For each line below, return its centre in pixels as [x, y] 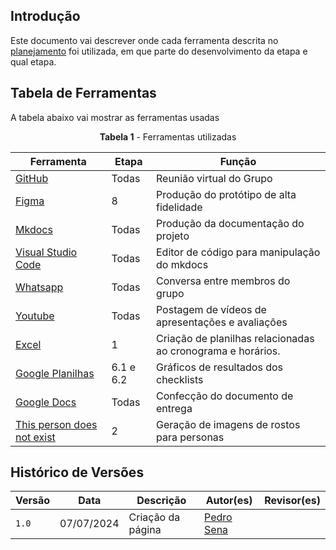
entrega [174, 408]
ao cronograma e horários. [218, 351]
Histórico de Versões [77, 472]
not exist [35, 437]
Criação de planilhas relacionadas [235, 338]
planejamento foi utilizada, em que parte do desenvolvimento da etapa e [159, 51]
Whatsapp [39, 287]
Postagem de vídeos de [211, 309]
